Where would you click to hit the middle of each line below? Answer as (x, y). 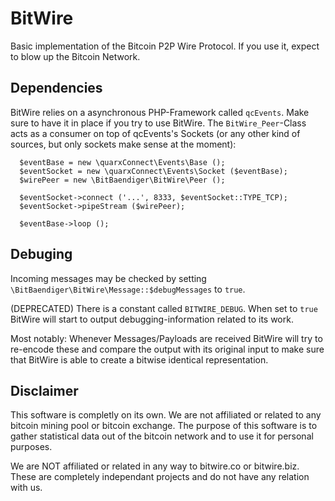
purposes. (31, 447)
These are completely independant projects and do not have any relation (160, 477)
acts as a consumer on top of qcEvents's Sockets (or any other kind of (155, 133)
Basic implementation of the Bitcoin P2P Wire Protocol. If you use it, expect (165, 46)
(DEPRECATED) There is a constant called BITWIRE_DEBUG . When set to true (164, 308)
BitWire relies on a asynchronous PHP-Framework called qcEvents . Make (160, 112)
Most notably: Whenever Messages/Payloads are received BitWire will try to (166, 338)
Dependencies (56, 88)
